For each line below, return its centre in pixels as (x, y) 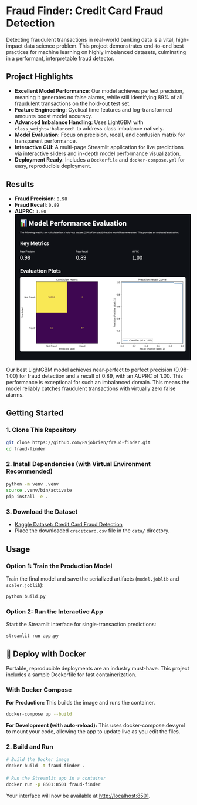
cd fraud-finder (26, 449)
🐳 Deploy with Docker (46, 654)
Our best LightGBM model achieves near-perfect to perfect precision (89, 370)
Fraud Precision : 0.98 (41, 199)
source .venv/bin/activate (39, 491)
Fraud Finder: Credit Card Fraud (85, 11)
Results (20, 184)
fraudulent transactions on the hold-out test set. (72, 103)
